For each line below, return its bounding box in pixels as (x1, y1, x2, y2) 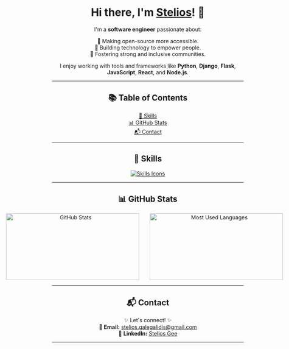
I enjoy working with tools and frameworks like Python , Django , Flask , (60, 62, 236, 69)
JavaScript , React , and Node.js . (107, 68, 189, 76)
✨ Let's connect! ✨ (124, 317, 172, 324)
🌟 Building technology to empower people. (94, 44, 201, 51)
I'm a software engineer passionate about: (94, 26, 202, 33)
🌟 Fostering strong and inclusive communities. (90, 50, 206, 57)
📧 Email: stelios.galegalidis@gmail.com (99, 323, 197, 331)
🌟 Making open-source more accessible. (97, 37, 199, 44)
